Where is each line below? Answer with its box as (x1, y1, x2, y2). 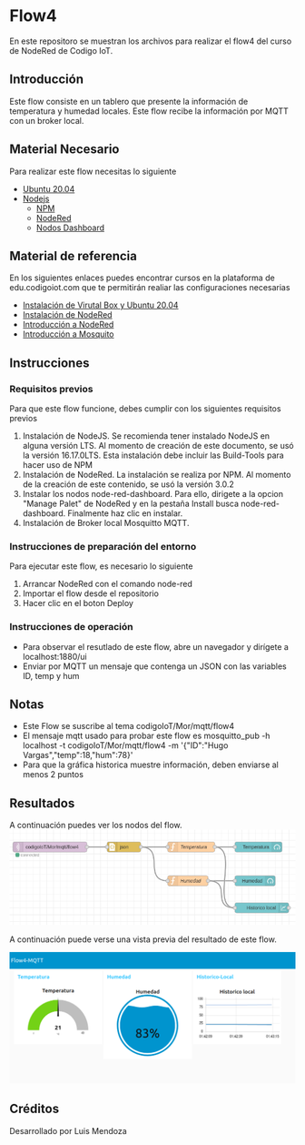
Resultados (9, 795, 75, 811)
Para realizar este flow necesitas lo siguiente (9, 166, 177, 177)
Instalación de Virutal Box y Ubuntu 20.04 (22, 299, 179, 310)
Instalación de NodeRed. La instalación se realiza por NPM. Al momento (22, 470, 291, 481)
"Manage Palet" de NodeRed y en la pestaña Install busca (22, 498, 239, 510)
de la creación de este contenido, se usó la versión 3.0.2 (22, 479, 234, 490)
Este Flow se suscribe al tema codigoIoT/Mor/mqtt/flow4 (22, 721, 235, 732)
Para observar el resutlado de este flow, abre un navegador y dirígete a (22, 641, 289, 652)
